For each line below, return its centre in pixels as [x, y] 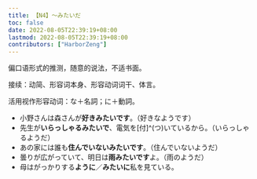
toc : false [26, 23]
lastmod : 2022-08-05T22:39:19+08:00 [68, 37]
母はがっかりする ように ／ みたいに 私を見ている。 [99, 167]
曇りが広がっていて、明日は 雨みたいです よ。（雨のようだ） [114, 157]
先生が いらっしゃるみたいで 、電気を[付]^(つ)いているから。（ [117, 128]
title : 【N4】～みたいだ [44, 15]
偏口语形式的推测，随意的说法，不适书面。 [77, 68]
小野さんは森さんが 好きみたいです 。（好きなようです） [107, 118]
